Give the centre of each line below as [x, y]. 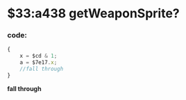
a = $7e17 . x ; [39, 62]
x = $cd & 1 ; [39, 56]
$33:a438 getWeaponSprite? [94, 14]
